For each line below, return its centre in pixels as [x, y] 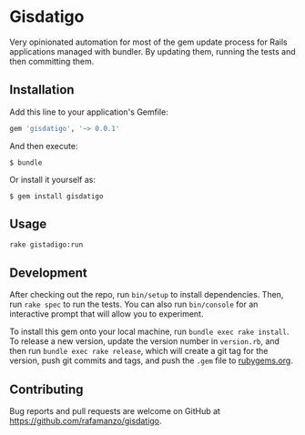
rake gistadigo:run [46, 245]
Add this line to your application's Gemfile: [89, 112]
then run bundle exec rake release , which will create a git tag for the [139, 351]
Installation [42, 90]
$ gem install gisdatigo [56, 196]
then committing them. [52, 61]
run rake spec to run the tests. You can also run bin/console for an [134, 304]
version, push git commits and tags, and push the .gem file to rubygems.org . [152, 360]
